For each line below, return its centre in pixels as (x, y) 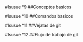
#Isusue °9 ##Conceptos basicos (38, 7)
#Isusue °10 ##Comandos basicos (39, 16)
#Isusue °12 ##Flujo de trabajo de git (41, 35)
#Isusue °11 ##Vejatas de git (33, 25)
